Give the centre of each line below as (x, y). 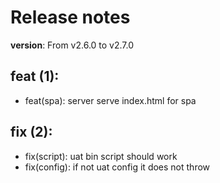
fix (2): (31, 132)
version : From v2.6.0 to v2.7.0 (72, 45)
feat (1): (35, 76)
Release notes (70, 17)
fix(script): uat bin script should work (101, 156)
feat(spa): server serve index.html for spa (110, 100)
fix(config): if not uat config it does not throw (117, 167)
